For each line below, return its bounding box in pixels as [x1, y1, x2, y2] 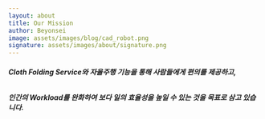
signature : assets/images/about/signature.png [8, 42, 167, 50]
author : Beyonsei [8, 26, 67, 34]
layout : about [8, 11, 56, 20]
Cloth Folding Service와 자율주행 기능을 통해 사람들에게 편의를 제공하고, [8, 67, 237, 77]
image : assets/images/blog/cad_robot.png [8, 34, 149, 42]
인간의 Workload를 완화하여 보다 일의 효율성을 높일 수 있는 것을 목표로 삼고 [8, 93, 242, 102]
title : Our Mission [8, 19, 74, 27]
